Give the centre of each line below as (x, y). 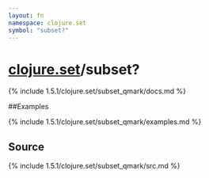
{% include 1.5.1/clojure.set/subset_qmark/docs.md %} (97, 91)
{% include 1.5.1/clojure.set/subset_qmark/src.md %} (94, 166)
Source (27, 147)
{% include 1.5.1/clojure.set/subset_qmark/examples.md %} (105, 122)
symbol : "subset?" (38, 30)
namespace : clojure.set (47, 23)
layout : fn (26, 15)
